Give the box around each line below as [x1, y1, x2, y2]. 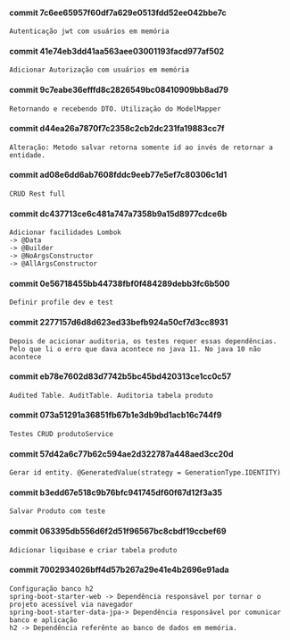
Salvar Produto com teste [9, 507, 105, 516]
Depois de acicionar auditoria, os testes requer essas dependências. [9, 336, 278, 346]
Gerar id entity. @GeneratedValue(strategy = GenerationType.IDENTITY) [9, 468, 281, 477]
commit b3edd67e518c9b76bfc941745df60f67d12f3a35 [9, 487, 223, 498]
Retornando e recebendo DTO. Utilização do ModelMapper [9, 104, 221, 114]
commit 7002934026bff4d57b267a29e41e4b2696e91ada [9, 564, 229, 576]
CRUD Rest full [9, 189, 66, 198]
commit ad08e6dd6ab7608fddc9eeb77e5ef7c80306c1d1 [9, 170, 228, 181]
